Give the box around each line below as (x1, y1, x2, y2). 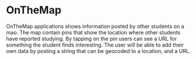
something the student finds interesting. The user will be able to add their (6, 41, 184, 48)
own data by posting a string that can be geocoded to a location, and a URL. (6, 47, 191, 54)
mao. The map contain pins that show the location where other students (6, 29, 181, 36)
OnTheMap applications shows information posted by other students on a (6, 23, 184, 30)
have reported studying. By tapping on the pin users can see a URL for (6, 35, 177, 42)
